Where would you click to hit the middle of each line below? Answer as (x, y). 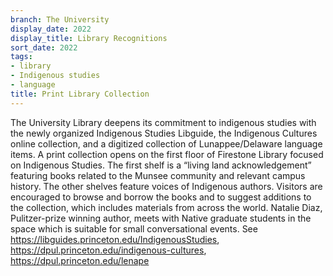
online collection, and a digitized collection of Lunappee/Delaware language (166, 143)
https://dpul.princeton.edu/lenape (80, 260)
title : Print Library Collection (80, 94)
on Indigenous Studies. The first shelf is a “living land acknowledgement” (161, 165)
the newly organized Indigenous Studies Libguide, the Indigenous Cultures (164, 133)
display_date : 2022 (51, 29)
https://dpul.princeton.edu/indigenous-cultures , (108, 250)
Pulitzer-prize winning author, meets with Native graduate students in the (161, 218)
